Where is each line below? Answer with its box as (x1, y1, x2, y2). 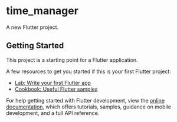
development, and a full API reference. (6, 109, 100, 116)
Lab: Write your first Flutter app (14, 79, 91, 86)
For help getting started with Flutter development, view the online (6, 97, 165, 104)
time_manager (6, 4, 78, 18)
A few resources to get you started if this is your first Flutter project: (6, 68, 171, 75)
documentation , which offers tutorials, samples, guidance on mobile (6, 103, 171, 110)
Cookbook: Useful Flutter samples (14, 85, 98, 93)
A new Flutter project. (6, 24, 59, 31)
